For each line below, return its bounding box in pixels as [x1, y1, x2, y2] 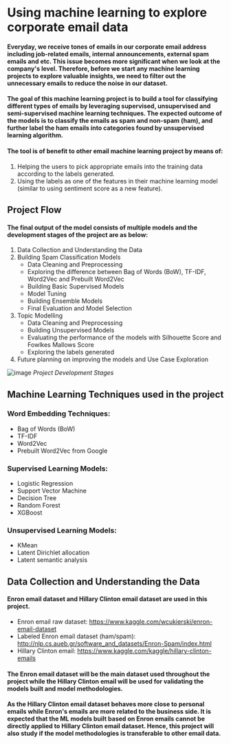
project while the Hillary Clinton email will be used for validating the [7, 677, 204, 685]
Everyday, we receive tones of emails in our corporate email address [7, 43, 207, 51]
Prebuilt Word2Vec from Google [16, 447, 108, 455]
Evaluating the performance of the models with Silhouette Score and [27, 333, 221, 341]
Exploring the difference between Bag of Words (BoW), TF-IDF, [27, 268, 206, 276]
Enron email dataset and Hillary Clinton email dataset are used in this [7, 595, 208, 603]
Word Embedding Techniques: [7, 409, 111, 418]
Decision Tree [16, 494, 57, 502]
